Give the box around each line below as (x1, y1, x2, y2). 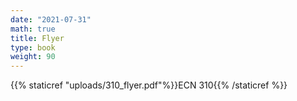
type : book (10, 42, 56, 53)
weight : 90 (10, 52, 56, 62)
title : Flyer (10, 33, 65, 43)
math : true (10, 24, 56, 34)
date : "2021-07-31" (10, 14, 92, 25)
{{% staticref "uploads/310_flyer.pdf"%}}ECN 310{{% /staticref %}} (10, 79, 288, 91)
